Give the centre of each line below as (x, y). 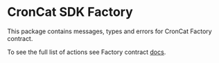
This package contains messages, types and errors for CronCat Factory (110, 31)
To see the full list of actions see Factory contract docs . (87, 52)
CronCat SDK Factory (70, 12)
